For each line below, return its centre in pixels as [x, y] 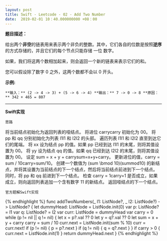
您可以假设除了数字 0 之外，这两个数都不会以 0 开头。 [60, 72]
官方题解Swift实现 [22, 193]
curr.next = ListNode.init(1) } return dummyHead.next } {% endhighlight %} [82, 234]
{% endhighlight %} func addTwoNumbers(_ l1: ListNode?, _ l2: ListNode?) [81, 202]
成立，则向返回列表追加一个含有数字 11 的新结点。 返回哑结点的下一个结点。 [83, 182]
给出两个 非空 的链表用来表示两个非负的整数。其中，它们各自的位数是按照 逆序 [83, 44]
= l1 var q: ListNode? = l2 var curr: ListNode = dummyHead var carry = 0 [79, 212]
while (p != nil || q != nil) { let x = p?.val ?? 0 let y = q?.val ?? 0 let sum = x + [82, 218]
